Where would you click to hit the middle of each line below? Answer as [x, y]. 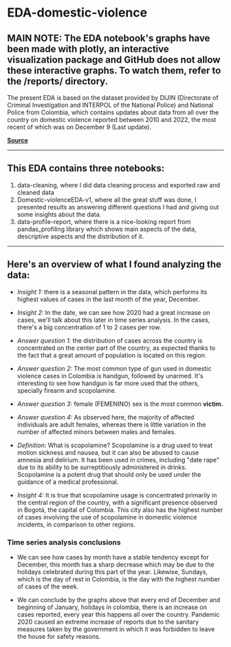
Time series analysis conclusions [64, 542]
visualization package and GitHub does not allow [114, 60]
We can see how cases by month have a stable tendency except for [113, 557]
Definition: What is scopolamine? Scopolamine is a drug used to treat [115, 445]
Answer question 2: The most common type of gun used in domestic [114, 368]
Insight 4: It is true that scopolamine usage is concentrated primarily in [117, 495]
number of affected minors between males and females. [97, 431]
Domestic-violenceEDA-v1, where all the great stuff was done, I [107, 199]
